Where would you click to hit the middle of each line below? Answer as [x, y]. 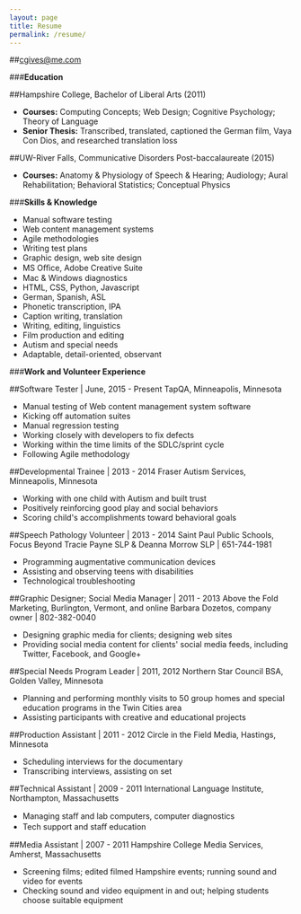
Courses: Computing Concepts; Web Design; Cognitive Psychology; [149, 112]
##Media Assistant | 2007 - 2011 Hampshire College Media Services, [136, 845]
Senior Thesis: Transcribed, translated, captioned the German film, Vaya [157, 131]
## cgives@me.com [45, 60]
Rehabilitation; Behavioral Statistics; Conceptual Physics [126, 185]
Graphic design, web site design [82, 258]
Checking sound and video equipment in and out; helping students [146, 891]
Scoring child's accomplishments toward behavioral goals [129, 518]
